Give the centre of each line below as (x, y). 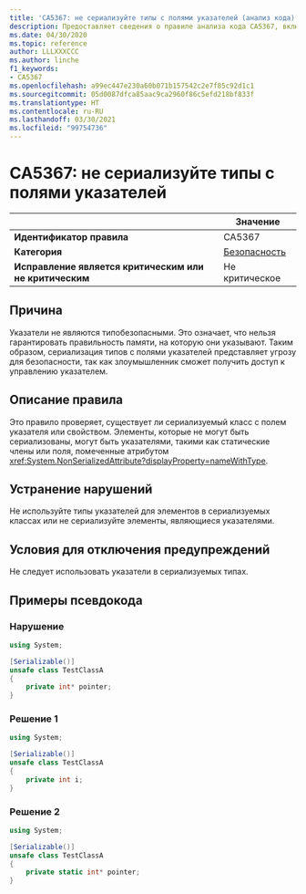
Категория (38, 252)
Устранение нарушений (81, 489)
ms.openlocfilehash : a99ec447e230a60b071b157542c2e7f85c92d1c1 (132, 86)
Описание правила (66, 400)
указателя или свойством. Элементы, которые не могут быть (129, 431)
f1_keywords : (34, 69)
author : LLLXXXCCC (44, 52)
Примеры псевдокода (76, 600)
